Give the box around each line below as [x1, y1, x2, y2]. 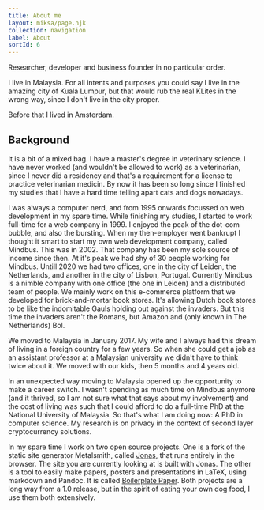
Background [8, 133, 69, 146]
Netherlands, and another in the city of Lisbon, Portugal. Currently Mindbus [8, 270, 253, 279]
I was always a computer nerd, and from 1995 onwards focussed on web [8, 202, 244, 212]
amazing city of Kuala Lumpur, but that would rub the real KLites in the [8, 86, 236, 96]
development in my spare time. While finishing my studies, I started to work [8, 211, 253, 221]
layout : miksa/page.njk [8, 19, 87, 27]
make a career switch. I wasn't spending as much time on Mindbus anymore [8, 384, 256, 394]
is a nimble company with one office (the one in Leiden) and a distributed [8, 278, 246, 288]
